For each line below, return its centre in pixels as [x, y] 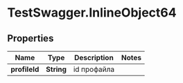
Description [94, 58]
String [56, 69]
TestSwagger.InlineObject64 [92, 13]
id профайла [94, 69]
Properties [31, 38]
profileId [25, 69]
